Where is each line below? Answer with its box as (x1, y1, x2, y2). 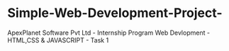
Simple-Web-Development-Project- (7, 5, 223, 21)
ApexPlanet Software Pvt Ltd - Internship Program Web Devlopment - (7, 28, 211, 37)
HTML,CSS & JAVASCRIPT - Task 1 (7, 35, 109, 44)
